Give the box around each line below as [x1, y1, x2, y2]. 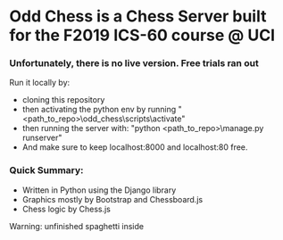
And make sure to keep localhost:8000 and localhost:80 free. [21, 142, 248, 153]
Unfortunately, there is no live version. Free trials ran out [9, 57, 259, 70]
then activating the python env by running [21, 104, 177, 115]
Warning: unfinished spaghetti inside [9, 220, 145, 231]
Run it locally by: [9, 78, 71, 88]
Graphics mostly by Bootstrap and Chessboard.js [21, 194, 204, 204]
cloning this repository [21, 95, 105, 105]
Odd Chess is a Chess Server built [9, 6, 267, 27]
